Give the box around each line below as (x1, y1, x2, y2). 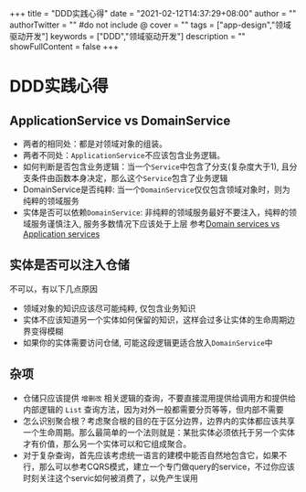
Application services (22, 229, 100, 240)
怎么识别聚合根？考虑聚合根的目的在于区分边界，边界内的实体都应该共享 (22, 415, 295, 426)
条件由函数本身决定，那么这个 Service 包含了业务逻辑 (30, 173, 228, 183)
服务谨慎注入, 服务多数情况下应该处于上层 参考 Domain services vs (30, 219, 280, 229)
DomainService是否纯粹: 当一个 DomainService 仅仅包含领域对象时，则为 (22, 184, 290, 195)
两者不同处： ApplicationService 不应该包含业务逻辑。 (22, 150, 226, 160)
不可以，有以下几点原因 (9, 283, 98, 294)
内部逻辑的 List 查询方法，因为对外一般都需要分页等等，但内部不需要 (22, 403, 285, 414)
